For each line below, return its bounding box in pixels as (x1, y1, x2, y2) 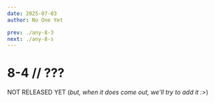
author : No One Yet (7, 17, 64, 24)
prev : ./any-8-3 (7, 29, 54, 36)
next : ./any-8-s (7, 35, 54, 42)
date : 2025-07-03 (7, 10, 57, 17)
